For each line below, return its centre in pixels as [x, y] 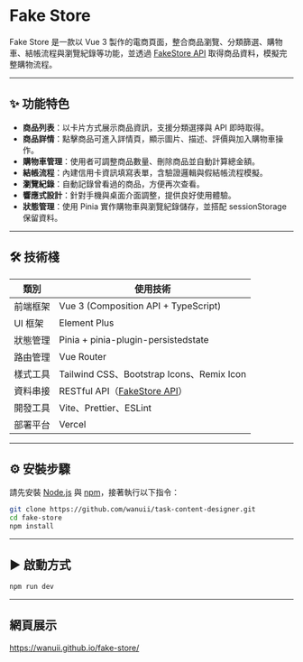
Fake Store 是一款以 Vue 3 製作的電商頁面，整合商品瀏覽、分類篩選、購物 [146, 41]
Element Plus [87, 323]
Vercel [73, 424]
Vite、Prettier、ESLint [105, 408]
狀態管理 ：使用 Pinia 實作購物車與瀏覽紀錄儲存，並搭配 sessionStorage [154, 206]
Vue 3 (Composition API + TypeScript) [140, 306]
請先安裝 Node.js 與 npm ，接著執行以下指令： [95, 492]
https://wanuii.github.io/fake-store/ [74, 648]
